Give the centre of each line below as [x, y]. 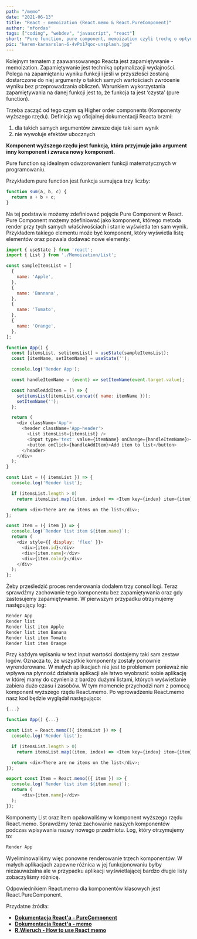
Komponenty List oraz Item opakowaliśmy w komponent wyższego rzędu [94, 817]
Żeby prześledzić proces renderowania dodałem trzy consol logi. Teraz [92, 586]
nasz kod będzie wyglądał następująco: [54, 698]
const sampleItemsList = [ [39, 266]
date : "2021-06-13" [30, 17]
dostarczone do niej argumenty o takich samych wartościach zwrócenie [93, 80]
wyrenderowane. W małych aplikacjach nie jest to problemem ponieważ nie [97, 667]
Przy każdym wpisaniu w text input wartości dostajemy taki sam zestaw [93, 654]
